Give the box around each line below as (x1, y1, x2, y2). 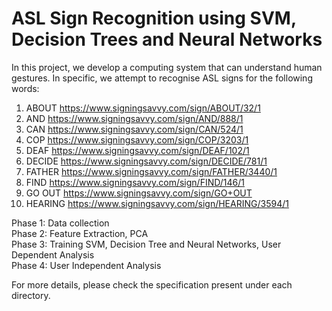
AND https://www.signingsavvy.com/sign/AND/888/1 (25, 112, 244, 124)
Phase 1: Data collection (11, 217, 110, 229)
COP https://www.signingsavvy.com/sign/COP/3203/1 (25, 133, 249, 146)
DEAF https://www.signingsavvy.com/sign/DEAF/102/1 (25, 144, 250, 156)
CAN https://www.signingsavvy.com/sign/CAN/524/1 (25, 123, 244, 135)
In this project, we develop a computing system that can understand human (11, 61, 323, 73)
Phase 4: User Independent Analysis (11, 259, 162, 271)
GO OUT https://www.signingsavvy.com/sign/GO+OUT (25, 187, 253, 199)
